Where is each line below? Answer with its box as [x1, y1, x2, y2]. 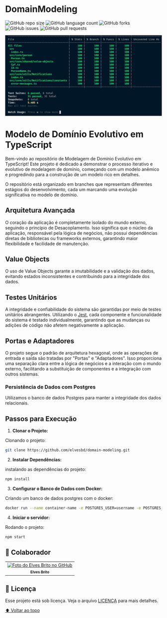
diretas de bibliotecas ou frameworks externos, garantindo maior [5, 235, 138, 241]
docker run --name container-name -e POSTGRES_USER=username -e [5, 505, 141, 510]
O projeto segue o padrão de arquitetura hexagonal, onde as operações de [5, 350, 159, 356]
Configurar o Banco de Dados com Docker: [12, 486, 103, 492]
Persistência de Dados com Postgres [5, 383, 96, 390]
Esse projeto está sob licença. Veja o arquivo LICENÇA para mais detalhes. [5, 598, 159, 604]
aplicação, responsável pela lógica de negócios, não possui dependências [5, 230, 158, 236]
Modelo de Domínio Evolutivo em [5, 128, 144, 140]
